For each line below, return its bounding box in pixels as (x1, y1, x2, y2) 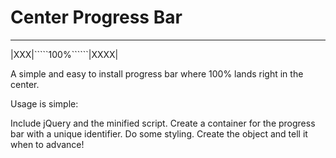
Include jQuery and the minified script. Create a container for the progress (10, 117, 316, 129)
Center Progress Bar (10, 6, 183, 29)
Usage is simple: (10, 97, 79, 110)
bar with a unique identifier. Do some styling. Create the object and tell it (10, 127, 308, 140)
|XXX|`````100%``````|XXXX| (10, 48, 119, 60)
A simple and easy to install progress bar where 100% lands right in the (10, 67, 304, 80)
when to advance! (10, 138, 85, 150)
